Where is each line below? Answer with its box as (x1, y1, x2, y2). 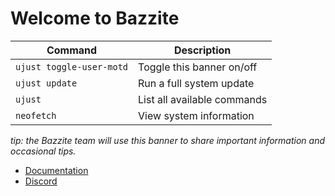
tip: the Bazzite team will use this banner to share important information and (10, 134, 326, 146)
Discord (24, 175, 58, 187)
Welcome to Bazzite (10, 7, 180, 30)
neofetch (15, 110, 57, 121)
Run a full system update (138, 76, 255, 90)
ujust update (15, 77, 78, 89)
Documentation (24, 164, 89, 176)
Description (173, 43, 232, 57)
